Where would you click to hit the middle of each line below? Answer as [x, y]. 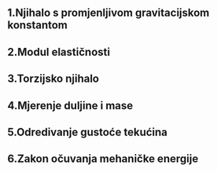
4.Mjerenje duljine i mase [70, 105]
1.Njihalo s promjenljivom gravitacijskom [108, 13]
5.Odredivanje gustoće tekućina [88, 132]
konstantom [38, 26]
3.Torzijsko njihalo [53, 79]
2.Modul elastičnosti [59, 52]
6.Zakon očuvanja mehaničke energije [103, 159]
